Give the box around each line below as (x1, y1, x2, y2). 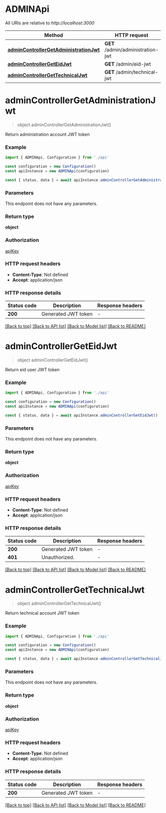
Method (44, 31, 63, 38)
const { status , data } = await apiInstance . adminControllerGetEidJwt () (5, 413, 158, 418)
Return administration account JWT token (5, 131, 90, 137)
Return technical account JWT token (5, 610, 80, 616)
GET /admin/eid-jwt (104, 61, 151, 68)
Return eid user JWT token (5, 367, 60, 373)
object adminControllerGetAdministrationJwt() (17, 122, 112, 128)
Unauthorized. (41, 554, 75, 561)
